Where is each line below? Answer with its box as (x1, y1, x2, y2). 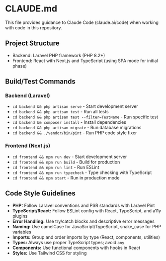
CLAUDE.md (5, 3, 58, 14)
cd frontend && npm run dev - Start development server (12, 154, 127, 160)
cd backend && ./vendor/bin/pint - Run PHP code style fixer (12, 130, 137, 136)
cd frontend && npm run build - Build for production (12, 159, 120, 165)
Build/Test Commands (5, 78, 76, 86)
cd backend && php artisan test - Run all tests (12, 109, 109, 115)
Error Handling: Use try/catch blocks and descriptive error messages (12, 218, 155, 224)
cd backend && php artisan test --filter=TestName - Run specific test (12, 114, 158, 120)
